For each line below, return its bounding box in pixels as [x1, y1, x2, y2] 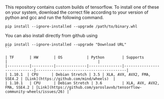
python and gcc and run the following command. [5, 15, 104, 20]
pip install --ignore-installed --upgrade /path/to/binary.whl [5, 24, 138, 29]
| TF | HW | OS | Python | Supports [5, 55, 144, 60]
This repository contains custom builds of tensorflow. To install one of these [5, 4, 159, 10]
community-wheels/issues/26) [5, 89, 65, 94]
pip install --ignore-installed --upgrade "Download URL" [5, 42, 127, 47]
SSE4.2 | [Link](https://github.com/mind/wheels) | [5, 76, 116, 81]
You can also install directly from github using [5, 33, 98, 38]
